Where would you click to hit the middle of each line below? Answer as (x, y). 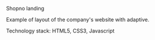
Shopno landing (25, 8)
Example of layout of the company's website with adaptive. (78, 19)
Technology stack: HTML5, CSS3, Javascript (60, 31)
